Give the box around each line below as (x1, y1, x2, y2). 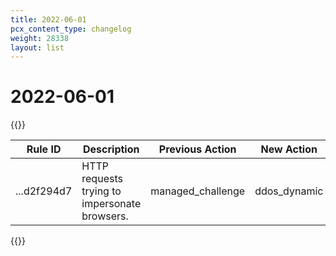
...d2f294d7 (15, 184, 73, 198)
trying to (81, 184, 122, 198)
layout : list (10, 42, 65, 53)
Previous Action (158, 142, 237, 156)
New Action (260, 142, 318, 156)
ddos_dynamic (254, 184, 324, 198)
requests (81, 172, 123, 186)
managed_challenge (150, 184, 246, 198)
